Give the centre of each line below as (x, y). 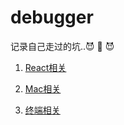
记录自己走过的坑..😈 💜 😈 (62, 46)
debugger (52, 17)
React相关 (45, 67)
